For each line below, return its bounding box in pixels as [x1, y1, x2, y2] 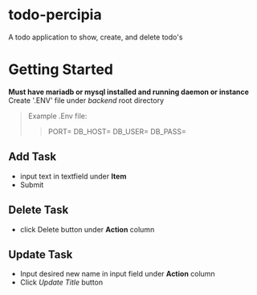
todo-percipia [8, 6, 102, 24]
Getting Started [8, 60, 114, 79]
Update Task [8, 248, 73, 261]
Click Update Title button [19, 277, 104, 287]
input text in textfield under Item [19, 171, 127, 181]
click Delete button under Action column [19, 224, 155, 234]
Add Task [8, 150, 57, 164]
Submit [19, 179, 44, 190]
